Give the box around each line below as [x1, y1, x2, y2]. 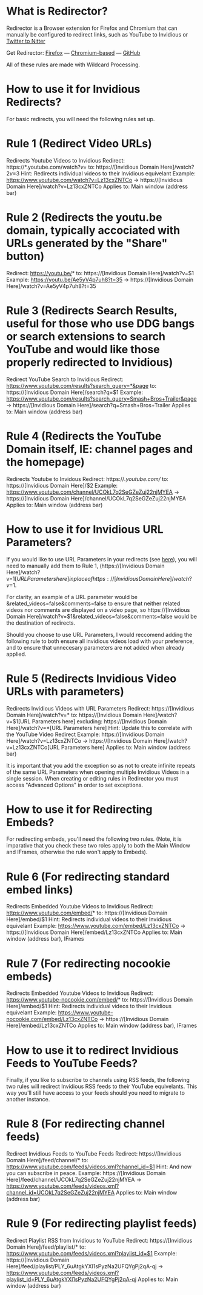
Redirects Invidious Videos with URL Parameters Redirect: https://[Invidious [6, 704, 195, 712]
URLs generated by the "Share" [6, 236, 168, 250]
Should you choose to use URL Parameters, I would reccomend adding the [6, 631, 193, 638]
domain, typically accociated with [6, 223, 181, 237]
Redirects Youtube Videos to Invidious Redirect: [6, 156, 125, 164]
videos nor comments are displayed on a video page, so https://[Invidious [6, 606, 190, 613]
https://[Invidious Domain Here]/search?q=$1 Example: [6, 388, 144, 396]
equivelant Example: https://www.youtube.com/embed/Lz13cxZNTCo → [6, 922, 186, 930]
